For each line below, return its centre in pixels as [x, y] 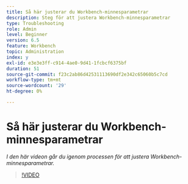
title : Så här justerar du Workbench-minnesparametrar [78, 12]
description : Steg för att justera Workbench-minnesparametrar [89, 18]
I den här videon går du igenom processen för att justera [78, 157]
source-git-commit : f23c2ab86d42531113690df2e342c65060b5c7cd [87, 74]
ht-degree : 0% [24, 91]
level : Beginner [27, 35]
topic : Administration [35, 52]
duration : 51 [23, 69]
